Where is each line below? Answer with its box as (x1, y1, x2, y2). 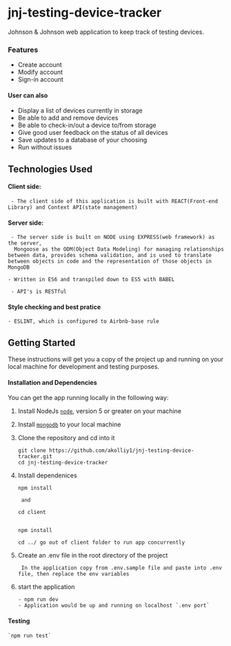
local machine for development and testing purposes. (8, 363, 160, 371)
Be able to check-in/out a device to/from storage (17, 121, 157, 129)
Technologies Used (8, 163, 92, 175)
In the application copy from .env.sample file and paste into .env (21, 564, 223, 571)
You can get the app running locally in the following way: (8, 394, 169, 402)
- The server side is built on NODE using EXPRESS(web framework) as (10, 234, 215, 241)
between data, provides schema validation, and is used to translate (8, 252, 212, 259)
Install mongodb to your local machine (17, 420, 121, 429)
